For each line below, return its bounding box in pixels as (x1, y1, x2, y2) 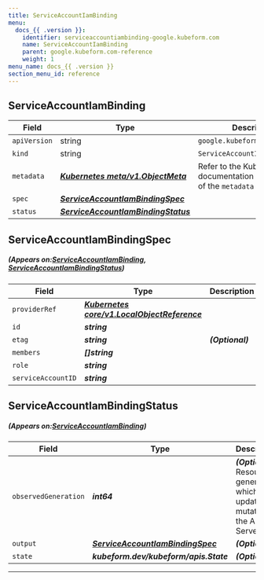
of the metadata (197, 181, 255, 192)
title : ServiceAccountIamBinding (8, 11, 118, 20)
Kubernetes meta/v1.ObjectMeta (60, 171, 187, 182)
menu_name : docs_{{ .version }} (8, 63, 114, 71)
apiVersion (12, 137, 53, 145)
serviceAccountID (12, 373, 77, 382)
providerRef (12, 304, 57, 314)
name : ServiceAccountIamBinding (22, 41, 128, 49)
